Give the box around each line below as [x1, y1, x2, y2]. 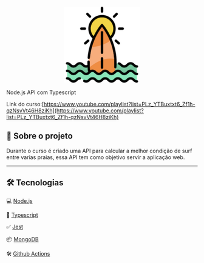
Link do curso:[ [6, 101, 44, 108]
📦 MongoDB [6, 235, 39, 243]
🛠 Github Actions [6, 250, 50, 257]
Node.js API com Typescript [6, 89, 76, 96]
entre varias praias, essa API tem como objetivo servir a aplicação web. [6, 153, 185, 161]
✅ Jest [6, 223, 23, 230]
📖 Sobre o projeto [6, 131, 73, 142]
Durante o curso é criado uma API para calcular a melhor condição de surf [6, 147, 192, 154]
